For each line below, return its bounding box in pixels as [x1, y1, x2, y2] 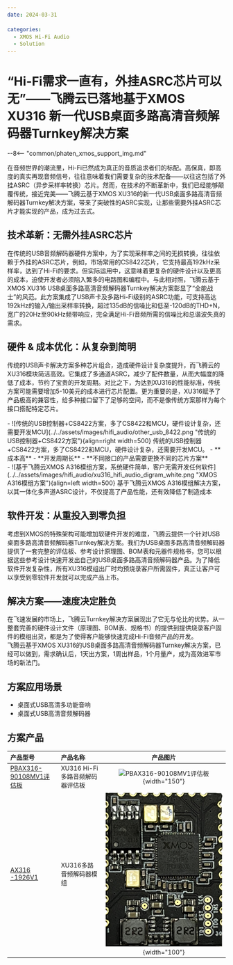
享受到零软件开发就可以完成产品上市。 [12, 573, 123, 581]
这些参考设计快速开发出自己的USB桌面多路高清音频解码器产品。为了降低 [12, 555, 221, 564]
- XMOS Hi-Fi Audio [13, 33, 70, 40]
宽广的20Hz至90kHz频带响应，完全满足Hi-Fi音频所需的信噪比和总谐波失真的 [7, 310, 225, 318]
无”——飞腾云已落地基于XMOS [7, 91, 185, 107]
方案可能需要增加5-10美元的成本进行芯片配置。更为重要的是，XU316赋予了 [7, 387, 221, 395]
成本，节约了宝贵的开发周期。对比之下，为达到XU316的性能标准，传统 [19, 378, 221, 386]
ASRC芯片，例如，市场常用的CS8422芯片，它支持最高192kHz [37, 257, 214, 266]
